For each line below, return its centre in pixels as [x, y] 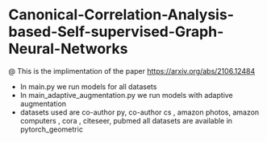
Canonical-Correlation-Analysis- [121, 15]
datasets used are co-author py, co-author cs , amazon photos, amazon [140, 112]
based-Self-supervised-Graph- [116, 32]
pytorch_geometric [51, 129]
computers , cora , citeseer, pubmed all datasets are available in [126, 120]
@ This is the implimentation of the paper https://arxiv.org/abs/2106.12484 [132, 71]
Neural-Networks [68, 49]
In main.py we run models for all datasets [88, 87]
